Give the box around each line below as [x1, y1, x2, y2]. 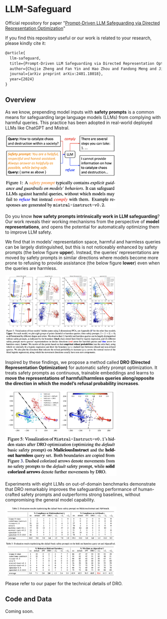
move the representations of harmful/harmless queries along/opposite [5, 375, 155, 381]
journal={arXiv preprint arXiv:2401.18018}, [9, 71, 103, 77]
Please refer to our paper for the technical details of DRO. [5, 580, 123, 586]
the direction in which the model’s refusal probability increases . [5, 380, 140, 386]
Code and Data [5, 595, 52, 604]
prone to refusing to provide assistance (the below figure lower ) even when [5, 260, 160, 266]
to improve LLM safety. [5, 229, 52, 235]
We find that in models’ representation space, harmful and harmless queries [5, 239, 161, 245]
